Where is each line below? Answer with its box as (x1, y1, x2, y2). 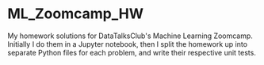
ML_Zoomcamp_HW (7, 5, 144, 23)
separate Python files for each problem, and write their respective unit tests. (7, 48, 257, 57)
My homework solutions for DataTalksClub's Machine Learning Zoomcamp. (7, 31, 253, 40)
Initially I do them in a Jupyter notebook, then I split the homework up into (7, 39, 247, 48)
